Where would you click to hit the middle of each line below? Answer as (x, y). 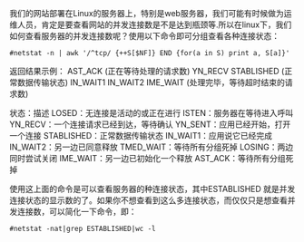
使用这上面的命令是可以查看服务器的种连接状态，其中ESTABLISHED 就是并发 (152, 189)
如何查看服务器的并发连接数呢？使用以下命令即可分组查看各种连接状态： (144, 36)
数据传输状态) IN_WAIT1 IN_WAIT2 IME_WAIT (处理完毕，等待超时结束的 (151, 82)
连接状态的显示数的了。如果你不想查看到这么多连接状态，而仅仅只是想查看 (148, 200)
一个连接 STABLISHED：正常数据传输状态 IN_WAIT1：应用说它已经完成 (141, 136)
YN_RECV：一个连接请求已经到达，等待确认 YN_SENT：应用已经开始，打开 (150, 124)
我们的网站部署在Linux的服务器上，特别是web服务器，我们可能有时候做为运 (151, 13)
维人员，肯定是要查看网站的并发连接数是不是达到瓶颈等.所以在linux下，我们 (151, 24)
